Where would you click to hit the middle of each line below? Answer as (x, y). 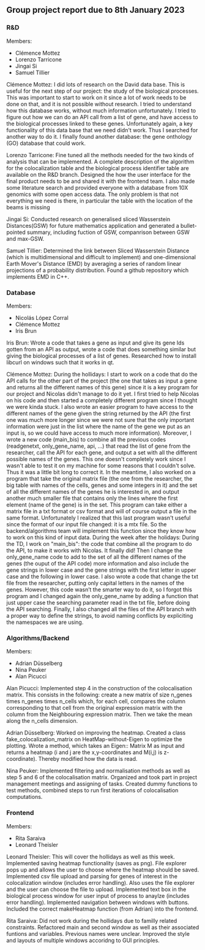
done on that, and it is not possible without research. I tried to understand (99, 104)
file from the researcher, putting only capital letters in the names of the (95, 583)
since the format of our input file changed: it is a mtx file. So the (87, 524)
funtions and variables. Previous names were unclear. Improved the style (98, 933)
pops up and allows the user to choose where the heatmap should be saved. (103, 870)
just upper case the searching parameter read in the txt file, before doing (98, 602)
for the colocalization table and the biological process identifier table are (98, 168)
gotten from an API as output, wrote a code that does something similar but (101, 349)
